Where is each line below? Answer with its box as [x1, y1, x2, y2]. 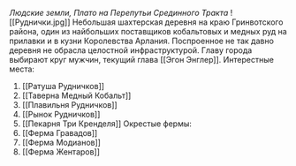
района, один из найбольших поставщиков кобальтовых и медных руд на [9, 26, 287, 36]
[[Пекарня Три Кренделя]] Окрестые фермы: [21, 118, 193, 129]
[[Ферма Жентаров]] [21, 147, 100, 157]
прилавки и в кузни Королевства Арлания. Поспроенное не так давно [9, 35, 274, 46]
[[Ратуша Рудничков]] [21, 81, 104, 91]
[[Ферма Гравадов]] [21, 128, 98, 138]
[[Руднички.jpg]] [9, 17, 71, 27]
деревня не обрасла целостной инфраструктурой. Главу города [9, 45, 253, 56]
